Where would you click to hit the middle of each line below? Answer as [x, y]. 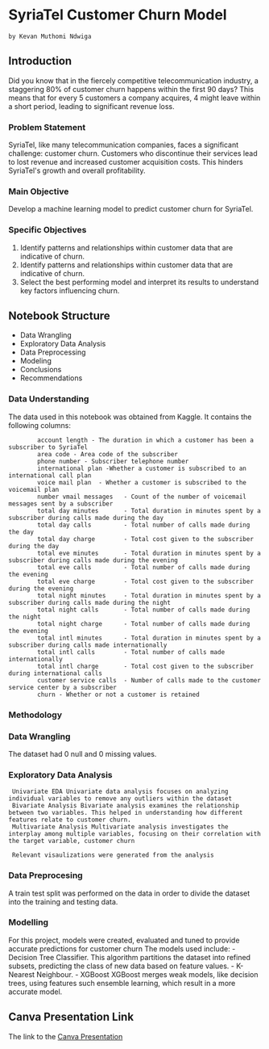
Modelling [29, 922]
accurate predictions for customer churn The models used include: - [122, 948]
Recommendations [51, 378]
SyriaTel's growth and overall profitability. [77, 170]
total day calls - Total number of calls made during [144, 525]
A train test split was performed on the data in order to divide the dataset [129, 893]
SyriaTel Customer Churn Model [118, 15]
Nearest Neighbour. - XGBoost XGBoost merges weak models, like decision [134, 974]
